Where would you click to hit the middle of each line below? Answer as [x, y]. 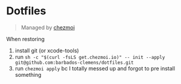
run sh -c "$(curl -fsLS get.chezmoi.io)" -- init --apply [90, 57]
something [28, 74]
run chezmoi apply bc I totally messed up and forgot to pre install [95, 68]
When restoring [26, 39]
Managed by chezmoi [48, 27]
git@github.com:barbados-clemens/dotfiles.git [74, 63]
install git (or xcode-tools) [47, 50]
